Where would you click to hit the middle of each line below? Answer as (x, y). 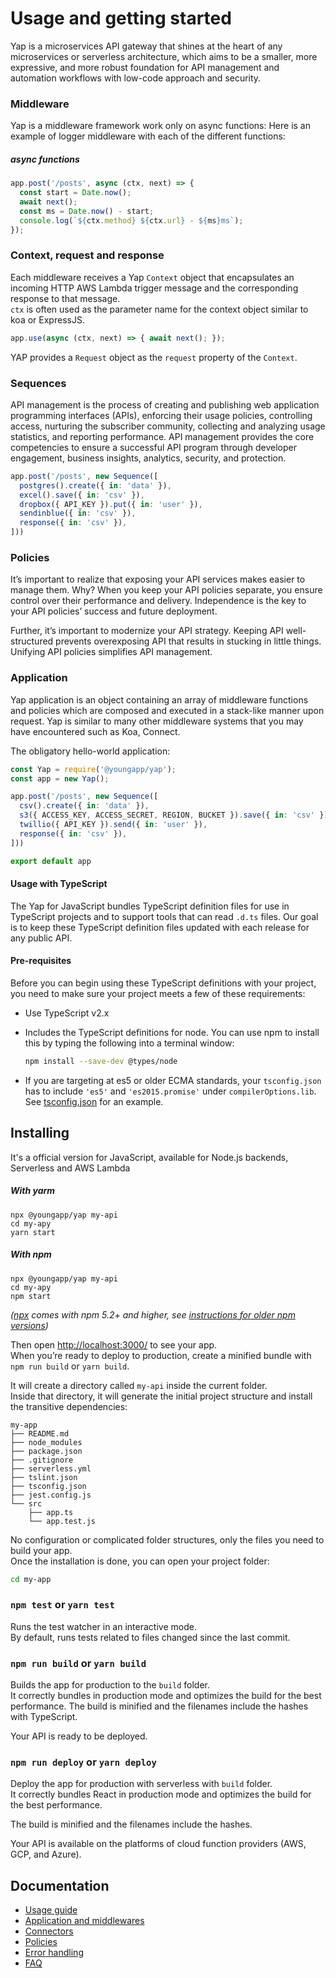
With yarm (33, 1191)
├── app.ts (51, 1512)
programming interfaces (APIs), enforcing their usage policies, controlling (161, 415)
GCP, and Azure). (46, 1854)
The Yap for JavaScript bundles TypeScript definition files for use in (150, 906)
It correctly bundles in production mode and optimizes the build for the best (166, 1696)
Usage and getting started (121, 18)
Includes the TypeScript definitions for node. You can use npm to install (172, 1032)
